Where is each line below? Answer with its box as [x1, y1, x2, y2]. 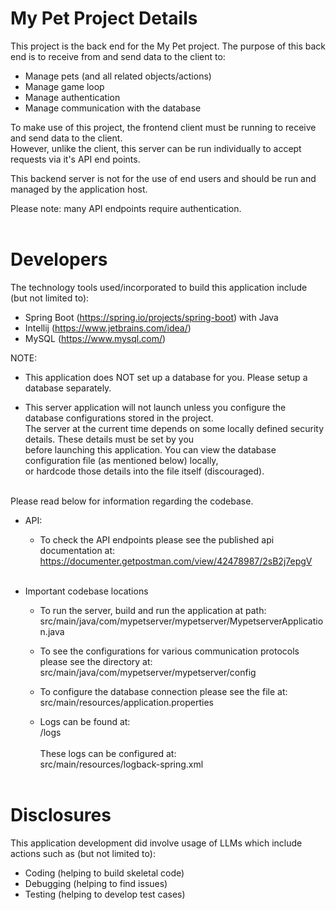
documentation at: [39, 544, 116, 556]
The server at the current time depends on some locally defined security [24, 422, 325, 434]
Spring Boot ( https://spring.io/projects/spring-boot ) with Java [24, 311, 279, 323]
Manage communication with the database [24, 102, 202, 114]
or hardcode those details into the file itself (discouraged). [24, 465, 265, 477]
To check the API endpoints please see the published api [39, 533, 275, 546]
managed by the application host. [10, 183, 148, 195]
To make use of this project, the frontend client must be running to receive [10, 121, 317, 133]
